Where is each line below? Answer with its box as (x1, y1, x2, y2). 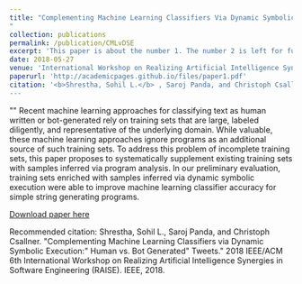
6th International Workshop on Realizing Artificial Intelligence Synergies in (9, 254, 283, 266)
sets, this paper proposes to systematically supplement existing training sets (9, 152, 293, 163)
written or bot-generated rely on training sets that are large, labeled (9, 115, 259, 125)
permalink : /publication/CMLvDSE (9, 38, 135, 48)
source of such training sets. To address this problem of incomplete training (9, 143, 290, 154)
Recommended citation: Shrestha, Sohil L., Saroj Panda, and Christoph (9, 226, 271, 237)
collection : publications (9, 30, 106, 39)
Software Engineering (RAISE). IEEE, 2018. (9, 264, 165, 275)
